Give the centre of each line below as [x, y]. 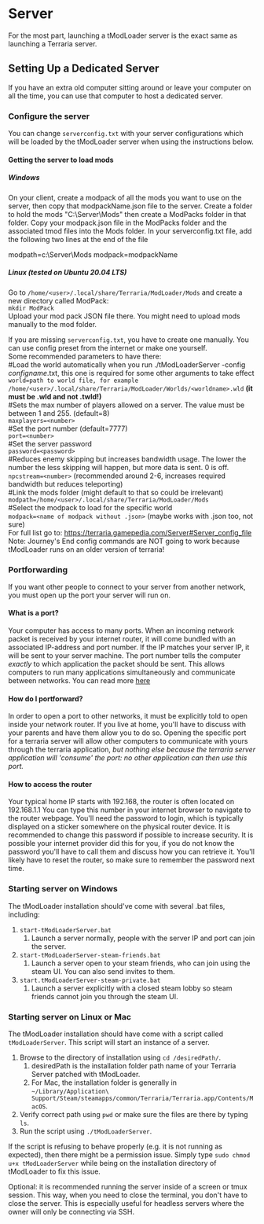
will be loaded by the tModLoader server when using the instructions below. [131, 142]
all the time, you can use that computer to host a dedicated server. [115, 96]
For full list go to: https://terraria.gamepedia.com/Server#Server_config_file [130, 532]
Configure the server [49, 116]
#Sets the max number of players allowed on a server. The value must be [126, 405]
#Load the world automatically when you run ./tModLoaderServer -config [127, 364]
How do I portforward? [46, 698]
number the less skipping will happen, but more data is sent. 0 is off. [119, 467]
